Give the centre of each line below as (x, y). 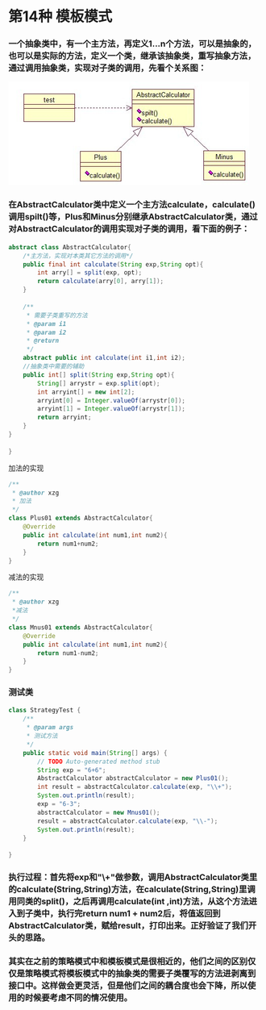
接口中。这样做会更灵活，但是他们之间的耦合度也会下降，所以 (128, 986)
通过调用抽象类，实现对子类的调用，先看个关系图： (108, 68)
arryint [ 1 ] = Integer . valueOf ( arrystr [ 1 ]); (111, 409)
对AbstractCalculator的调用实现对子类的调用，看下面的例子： (129, 229)
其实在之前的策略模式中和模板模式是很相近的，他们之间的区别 (128, 962)
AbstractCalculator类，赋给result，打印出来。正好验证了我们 (128, 926)
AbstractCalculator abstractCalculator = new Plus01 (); (133, 778)
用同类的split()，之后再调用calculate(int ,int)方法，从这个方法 (129, 902)
